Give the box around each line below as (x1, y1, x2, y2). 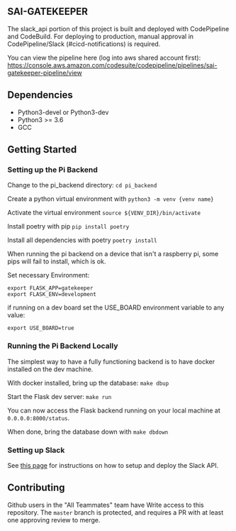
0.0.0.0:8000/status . (7, 413, 70, 422)
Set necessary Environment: (7, 271, 90, 280)
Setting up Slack (7, 445, 65, 455)
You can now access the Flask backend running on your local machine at (7, 406, 221, 415)
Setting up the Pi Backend (7, 165, 98, 175)
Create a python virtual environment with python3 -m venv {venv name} (7, 195, 214, 203)
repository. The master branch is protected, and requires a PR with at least (7, 508, 224, 517)
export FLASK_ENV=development (7, 291, 97, 298)
